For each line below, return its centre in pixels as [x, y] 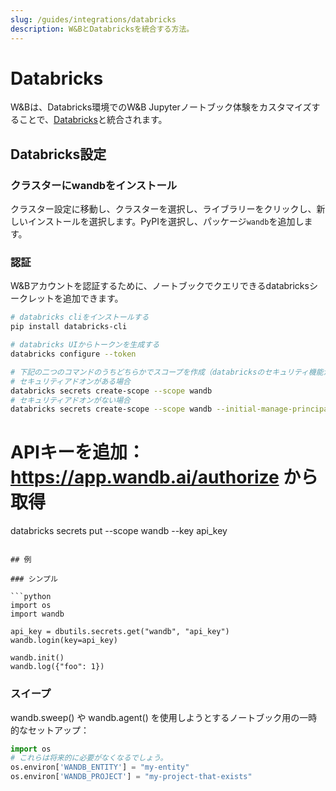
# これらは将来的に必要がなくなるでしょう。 [89, 758]
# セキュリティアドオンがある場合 [70, 381]
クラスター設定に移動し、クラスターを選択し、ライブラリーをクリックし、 [163, 209]
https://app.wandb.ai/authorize [145, 477]
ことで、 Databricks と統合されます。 [93, 120]
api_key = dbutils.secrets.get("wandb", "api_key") [120, 632]
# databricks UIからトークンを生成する [85, 345]
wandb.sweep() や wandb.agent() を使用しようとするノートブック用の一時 [164, 717]
